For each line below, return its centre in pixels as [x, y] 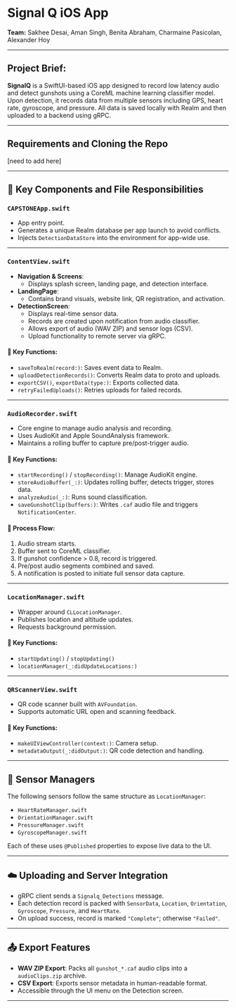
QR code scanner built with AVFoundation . [77, 704]
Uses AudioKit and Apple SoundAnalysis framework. [93, 436]
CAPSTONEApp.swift [39, 208]
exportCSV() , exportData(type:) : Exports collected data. [98, 382]
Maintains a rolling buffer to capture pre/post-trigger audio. [103, 443]
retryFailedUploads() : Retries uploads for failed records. [100, 390]
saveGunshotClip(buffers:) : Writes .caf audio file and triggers [107, 505]
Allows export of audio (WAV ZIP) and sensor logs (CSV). [110, 329]
